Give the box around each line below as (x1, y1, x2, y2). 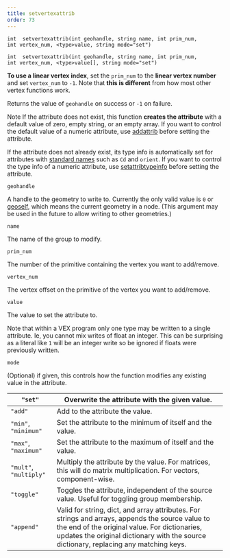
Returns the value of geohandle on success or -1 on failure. (7, 99, 172, 107)
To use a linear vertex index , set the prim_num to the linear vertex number (7, 71, 217, 80)
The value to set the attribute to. (7, 310, 98, 319)
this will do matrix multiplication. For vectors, (56, 465, 200, 475)
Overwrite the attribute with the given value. (64, 395, 212, 404)
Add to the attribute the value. (56, 406, 153, 416)
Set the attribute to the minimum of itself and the (56, 417, 212, 427)
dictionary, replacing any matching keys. (56, 539, 187, 549)
